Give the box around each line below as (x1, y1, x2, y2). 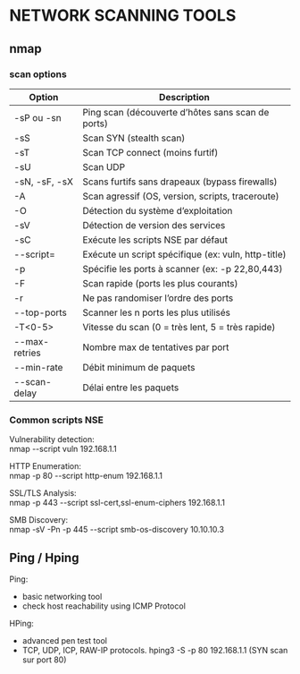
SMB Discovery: (9, 515, 69, 525)
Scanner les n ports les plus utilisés (82, 306, 230, 319)
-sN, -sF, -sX (13, 175, 74, 188)
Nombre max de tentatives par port (82, 341, 229, 354)
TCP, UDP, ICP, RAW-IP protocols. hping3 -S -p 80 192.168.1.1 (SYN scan (21, 644, 288, 655)
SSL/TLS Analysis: (9, 488, 78, 499)
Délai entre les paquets (82, 381, 179, 394)
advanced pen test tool (21, 635, 107, 645)
